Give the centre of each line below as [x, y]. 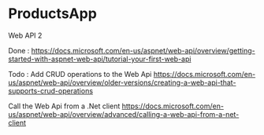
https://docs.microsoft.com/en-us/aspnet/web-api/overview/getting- [143, 50]
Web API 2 [25, 35]
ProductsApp [52, 14]
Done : [19, 50]
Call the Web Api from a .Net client [64, 106]
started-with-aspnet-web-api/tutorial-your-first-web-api [100, 59]
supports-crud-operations [50, 90]
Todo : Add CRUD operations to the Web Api [80, 74]
